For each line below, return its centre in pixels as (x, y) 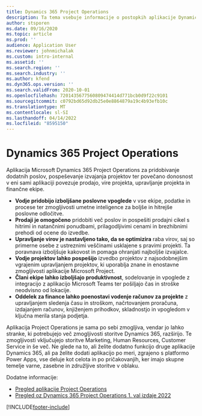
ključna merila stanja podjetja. (52, 316)
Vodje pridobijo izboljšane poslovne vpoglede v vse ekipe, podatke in (103, 201)
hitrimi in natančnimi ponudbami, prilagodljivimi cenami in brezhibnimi (101, 227)
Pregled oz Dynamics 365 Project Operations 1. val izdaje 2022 (93, 396)
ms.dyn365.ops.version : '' (40, 85)
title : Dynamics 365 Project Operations (58, 12)
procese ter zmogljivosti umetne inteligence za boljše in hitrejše (94, 207)
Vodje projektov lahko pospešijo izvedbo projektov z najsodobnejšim (101, 258)
